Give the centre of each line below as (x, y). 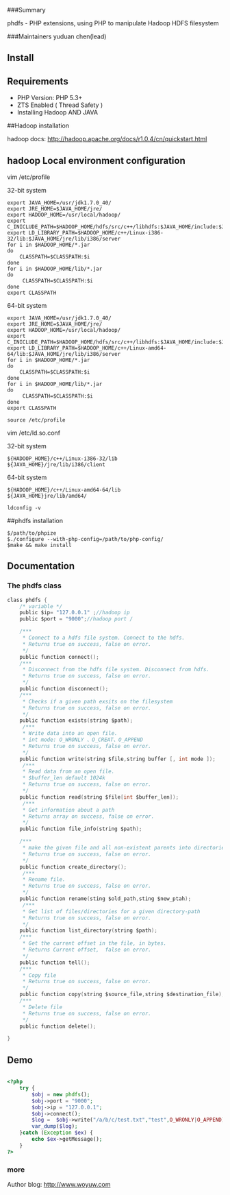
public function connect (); (59, 657)
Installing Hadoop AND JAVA (57, 112)
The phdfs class (34, 586)
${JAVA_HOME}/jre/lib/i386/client (56, 465)
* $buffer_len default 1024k (64, 778)
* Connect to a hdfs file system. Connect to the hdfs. (104, 638)
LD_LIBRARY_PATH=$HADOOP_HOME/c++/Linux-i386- (96, 233)
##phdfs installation (35, 521)
